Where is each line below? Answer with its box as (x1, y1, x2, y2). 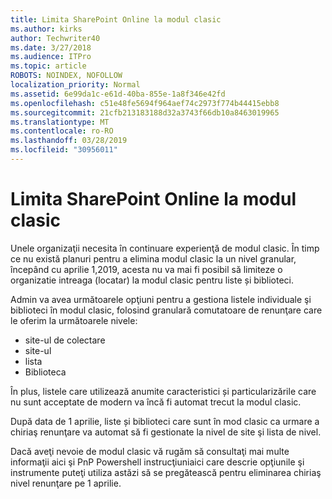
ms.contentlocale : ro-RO (10, 126, 114, 136)
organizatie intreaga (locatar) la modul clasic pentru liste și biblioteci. (10, 274, 294, 286)
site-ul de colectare (24, 334, 106, 346)
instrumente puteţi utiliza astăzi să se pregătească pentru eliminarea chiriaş (10, 466, 322, 478)
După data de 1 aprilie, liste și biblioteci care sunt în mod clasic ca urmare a (10, 415, 320, 427)
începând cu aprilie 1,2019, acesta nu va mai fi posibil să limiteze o (10, 263, 283, 275)
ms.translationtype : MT (10, 117, 110, 127)
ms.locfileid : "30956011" (10, 145, 118, 155)
